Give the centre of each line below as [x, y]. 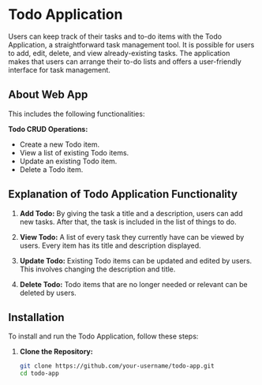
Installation [36, 317]
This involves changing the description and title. [97, 269]
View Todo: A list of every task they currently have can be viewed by [132, 237]
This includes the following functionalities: [77, 114]
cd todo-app [39, 374]
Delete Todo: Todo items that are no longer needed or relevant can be [133, 284]
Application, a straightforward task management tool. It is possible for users [131, 44]
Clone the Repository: [56, 352]
